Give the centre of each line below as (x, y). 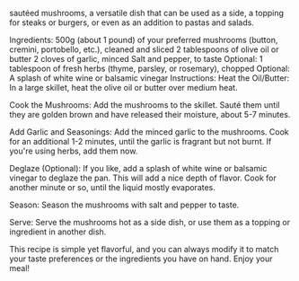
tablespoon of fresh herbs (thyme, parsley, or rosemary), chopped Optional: (149, 68)
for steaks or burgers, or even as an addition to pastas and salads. (132, 22)
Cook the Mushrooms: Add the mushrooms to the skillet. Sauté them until (145, 105)
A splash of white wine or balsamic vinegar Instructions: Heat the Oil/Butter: (149, 78)
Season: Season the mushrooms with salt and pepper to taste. (124, 205)
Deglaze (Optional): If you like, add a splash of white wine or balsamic (138, 168)
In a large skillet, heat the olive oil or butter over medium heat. (123, 88)
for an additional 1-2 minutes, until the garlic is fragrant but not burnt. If (141, 141)
